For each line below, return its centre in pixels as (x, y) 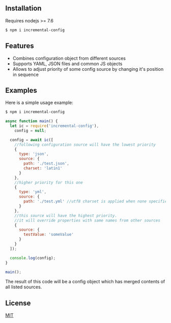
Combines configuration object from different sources (69, 58)
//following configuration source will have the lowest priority (85, 145)
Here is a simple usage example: (39, 103)
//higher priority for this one (49, 182)
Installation (23, 8)
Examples (21, 90)
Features (20, 46)
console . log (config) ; (33, 258)
